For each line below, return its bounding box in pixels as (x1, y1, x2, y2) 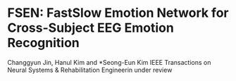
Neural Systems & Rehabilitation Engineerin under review (7, 66, 173, 74)
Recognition (7, 35, 80, 51)
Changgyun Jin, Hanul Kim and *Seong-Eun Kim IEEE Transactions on (7, 58, 211, 66)
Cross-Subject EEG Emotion (7, 20, 174, 36)
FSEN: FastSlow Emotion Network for (7, 5, 229, 21)
